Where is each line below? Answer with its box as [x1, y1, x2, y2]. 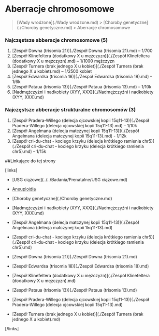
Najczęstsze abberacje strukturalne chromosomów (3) [5, 106, 136, 113]
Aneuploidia [12, 186, 36, 192]
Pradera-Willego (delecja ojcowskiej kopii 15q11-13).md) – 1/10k [12, 122, 137, 128]
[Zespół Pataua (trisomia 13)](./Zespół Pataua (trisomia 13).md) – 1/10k [12, 84, 152, 90]
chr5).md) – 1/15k [12, 148, 47, 154]
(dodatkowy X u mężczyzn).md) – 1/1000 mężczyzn [12, 58, 115, 64]
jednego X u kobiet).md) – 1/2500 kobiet [12, 68, 92, 74]
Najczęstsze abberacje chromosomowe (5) [5, 36, 108, 43]
